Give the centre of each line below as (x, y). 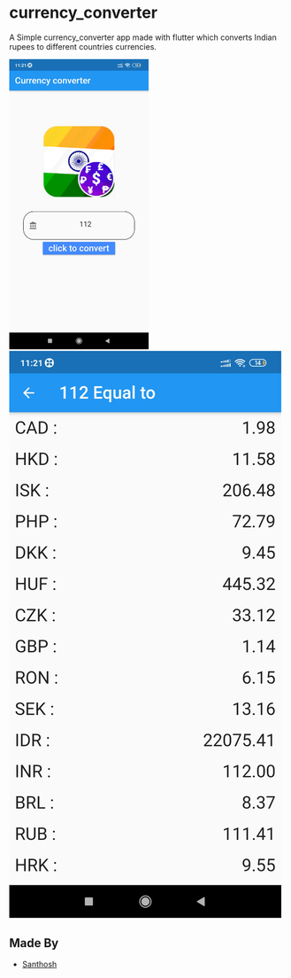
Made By (34, 943)
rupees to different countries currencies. (83, 46)
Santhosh (39, 965)
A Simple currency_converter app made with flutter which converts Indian (143, 37)
